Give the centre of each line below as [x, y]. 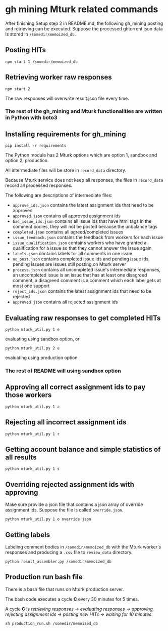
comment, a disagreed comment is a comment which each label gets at [87, 281]
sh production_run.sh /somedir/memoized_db [52, 623]
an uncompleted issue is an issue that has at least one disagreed [80, 275]
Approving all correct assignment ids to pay [75, 387]
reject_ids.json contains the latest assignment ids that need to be [82, 291]
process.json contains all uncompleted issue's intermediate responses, [87, 270]
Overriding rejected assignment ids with [70, 484]
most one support [31, 286]
